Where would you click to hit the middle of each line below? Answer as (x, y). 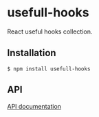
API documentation (34, 106)
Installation (32, 53)
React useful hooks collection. (50, 31)
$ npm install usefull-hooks (49, 69)
